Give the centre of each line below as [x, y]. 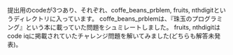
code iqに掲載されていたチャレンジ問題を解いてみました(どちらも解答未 [111, 36]
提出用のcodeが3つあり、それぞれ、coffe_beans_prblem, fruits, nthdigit [111, 10]
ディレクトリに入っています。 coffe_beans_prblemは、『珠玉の [103, 19]
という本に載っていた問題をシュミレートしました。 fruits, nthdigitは [123, 27]
